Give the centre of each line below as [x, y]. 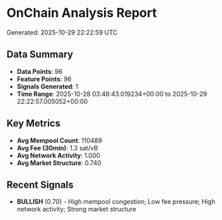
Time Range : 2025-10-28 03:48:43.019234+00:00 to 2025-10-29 [112, 93]
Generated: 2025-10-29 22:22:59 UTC [62, 32]
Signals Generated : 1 [47, 86]
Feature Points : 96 [44, 79]
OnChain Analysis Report [82, 13]
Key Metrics [34, 123]
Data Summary [40, 54]
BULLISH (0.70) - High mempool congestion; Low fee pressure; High [116, 202]
